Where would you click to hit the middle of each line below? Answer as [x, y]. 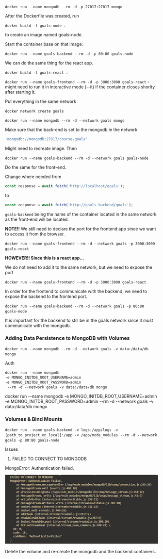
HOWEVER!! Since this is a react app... [45, 258]
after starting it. [20, 92]
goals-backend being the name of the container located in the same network [81, 214]
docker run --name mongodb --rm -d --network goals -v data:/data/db [77, 349]
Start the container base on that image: [44, 44]
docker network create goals [34, 111]
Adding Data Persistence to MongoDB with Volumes [67, 338]
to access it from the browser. [35, 234]
